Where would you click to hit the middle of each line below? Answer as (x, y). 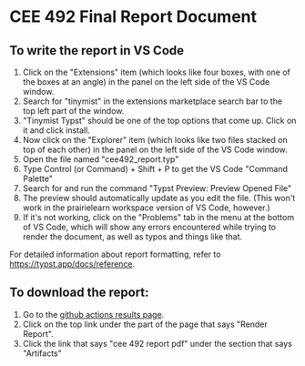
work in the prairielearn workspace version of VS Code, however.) (146, 208)
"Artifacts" (42, 353)
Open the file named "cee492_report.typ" (101, 159)
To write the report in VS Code (97, 51)
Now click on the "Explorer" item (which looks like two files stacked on (155, 140)
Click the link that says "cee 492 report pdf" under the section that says (158, 343)
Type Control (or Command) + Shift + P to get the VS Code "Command (155, 169)
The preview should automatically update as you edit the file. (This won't (159, 198)
